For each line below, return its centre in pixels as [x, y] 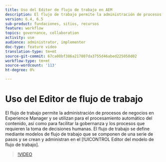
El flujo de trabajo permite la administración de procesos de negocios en [80, 113]
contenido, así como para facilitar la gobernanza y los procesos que [75, 123]
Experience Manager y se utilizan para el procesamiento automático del [79, 118]
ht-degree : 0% [20, 70]
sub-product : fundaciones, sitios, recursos [52, 24]
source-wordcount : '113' [31, 65]
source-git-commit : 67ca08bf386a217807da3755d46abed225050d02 [71, 56]
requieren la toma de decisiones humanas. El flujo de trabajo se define [78, 129]
